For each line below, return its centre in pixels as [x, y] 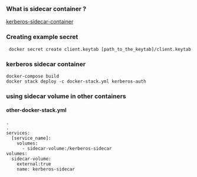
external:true [34, 164]
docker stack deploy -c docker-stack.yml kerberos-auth [76, 81]
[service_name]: [31, 138]
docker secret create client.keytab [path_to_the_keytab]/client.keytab [100, 49]
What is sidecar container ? [46, 9]
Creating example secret [42, 37]
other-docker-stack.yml [36, 110]
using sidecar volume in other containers [66, 96]
